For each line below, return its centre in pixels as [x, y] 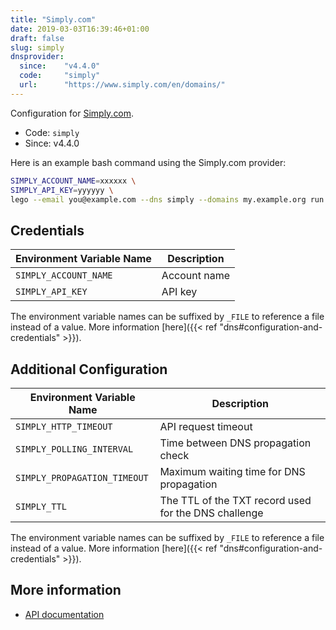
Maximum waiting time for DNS [232, 471]
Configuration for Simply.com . [72, 113]
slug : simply [37, 47]
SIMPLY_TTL [41, 506]
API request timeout [206, 426]
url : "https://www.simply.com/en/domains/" [122, 85]
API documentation [64, 614]
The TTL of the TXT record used [235, 500]
